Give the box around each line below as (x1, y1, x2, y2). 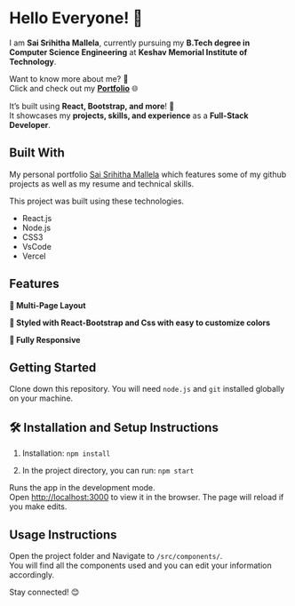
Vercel (21, 251, 46, 261)
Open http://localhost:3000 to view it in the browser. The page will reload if (9, 492, 284, 503)
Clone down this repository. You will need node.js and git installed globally (9, 384, 285, 395)
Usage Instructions (9, 527, 117, 542)
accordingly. (9, 570, 55, 580)
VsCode (21, 241, 52, 251)
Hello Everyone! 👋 (9, 8, 144, 28)
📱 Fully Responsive (9, 334, 81, 345)
